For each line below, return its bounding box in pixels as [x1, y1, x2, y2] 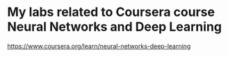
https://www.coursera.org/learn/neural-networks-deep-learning [7, 42, 191, 50]
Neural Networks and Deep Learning [7, 19, 222, 35]
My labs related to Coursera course [7, 4, 215, 20]
